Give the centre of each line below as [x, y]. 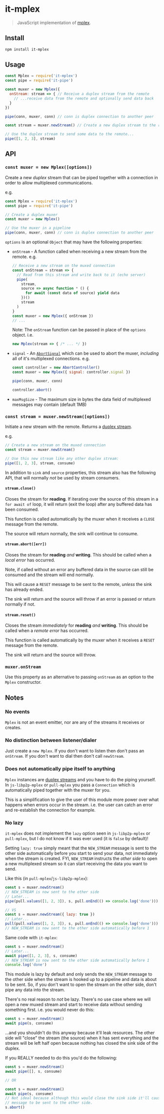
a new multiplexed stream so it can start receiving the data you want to [76, 864]
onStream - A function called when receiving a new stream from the [80, 252]
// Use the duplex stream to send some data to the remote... [70, 134]
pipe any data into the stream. [35, 990]
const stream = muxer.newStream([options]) [58, 416]
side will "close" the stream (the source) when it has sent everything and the [82, 1038]
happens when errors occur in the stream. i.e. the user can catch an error [79, 805]
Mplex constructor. [23, 682]
